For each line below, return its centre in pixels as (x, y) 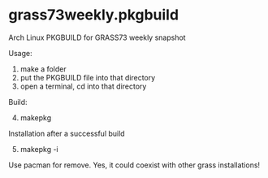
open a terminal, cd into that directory (83, 86)
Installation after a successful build (67, 133)
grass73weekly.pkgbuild (94, 15)
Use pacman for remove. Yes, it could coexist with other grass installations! (134, 165)
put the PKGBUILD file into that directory (88, 77)
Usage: (20, 53)
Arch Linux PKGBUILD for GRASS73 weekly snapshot (97, 37)
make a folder (43, 69)
